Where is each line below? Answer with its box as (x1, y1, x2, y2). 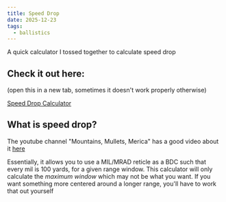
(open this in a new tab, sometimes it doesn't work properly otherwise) (7, 86, 207, 94)
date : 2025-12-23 (7, 16, 57, 23)
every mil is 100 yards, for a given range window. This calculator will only (7, 165, 213, 173)
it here (7, 144, 25, 153)
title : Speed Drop (7, 10, 60, 17)
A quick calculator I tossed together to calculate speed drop (7, 48, 176, 56)
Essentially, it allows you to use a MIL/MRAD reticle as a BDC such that (7, 157, 207, 166)
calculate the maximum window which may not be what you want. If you (7, 172, 211, 180)
